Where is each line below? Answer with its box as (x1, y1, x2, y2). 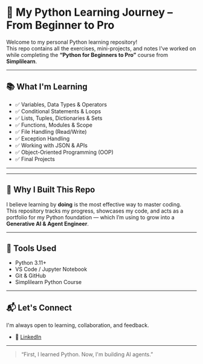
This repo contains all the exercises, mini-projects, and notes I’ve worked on (6, 45, 196, 52)
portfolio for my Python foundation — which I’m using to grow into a (6, 213, 175, 220)
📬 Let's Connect (6, 302, 72, 313)
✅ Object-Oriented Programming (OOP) (14, 148, 114, 156)
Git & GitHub (14, 272, 47, 279)
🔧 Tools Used (6, 243, 57, 253)
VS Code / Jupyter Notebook (14, 266, 88, 273)
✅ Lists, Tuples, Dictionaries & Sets (14, 114, 103, 122)
